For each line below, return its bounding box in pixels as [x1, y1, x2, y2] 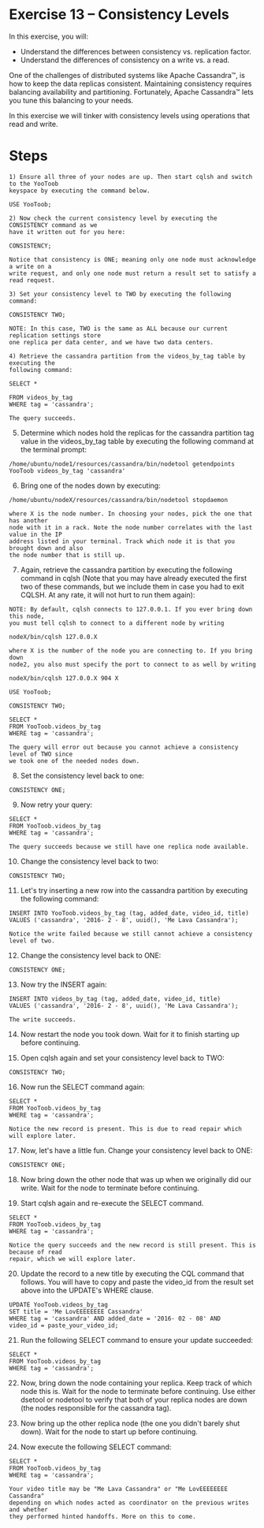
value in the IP [9, 530, 62, 538]
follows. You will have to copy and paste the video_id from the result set [20, 1277, 255, 1286]
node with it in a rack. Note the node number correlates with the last [9, 523, 253, 531]
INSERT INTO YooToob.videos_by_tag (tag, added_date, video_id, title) [9, 909, 249, 917]
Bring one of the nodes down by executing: [20, 481, 161, 490]
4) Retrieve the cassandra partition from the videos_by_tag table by [9, 352, 246, 360]
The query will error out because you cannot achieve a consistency [9, 743, 239, 751]
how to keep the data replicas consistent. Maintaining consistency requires [9, 79, 252, 88]
